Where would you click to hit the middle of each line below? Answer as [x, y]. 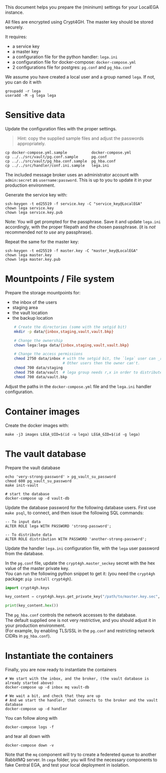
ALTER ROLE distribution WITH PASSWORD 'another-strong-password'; [76, 539]
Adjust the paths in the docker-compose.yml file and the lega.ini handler [78, 386]
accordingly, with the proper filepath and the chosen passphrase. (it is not [80, 227]
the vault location [30, 313]
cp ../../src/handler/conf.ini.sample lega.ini [57, 165]
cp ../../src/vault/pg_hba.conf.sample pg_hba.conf [61, 161]
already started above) [30, 683]
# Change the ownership [39, 340]
